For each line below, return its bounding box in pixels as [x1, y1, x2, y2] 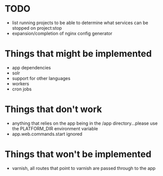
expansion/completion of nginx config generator [12, 30, 113, 36]
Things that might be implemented [5, 48, 152, 59]
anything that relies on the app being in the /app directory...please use [12, 120, 158, 126]
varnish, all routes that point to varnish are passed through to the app [12, 165, 156, 171]
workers [12, 80, 30, 86]
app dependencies [12, 64, 51, 70]
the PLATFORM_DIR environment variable [12, 125, 99, 131]
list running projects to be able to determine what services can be [12, 20, 148, 26]
